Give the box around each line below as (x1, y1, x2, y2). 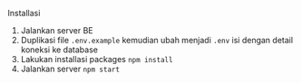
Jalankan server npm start (20, 63, 121, 74)
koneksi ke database (20, 44, 98, 55)
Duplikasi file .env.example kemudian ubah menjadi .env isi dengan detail (20, 35, 294, 45)
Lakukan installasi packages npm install (20, 54, 173, 64)
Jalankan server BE (20, 25, 93, 35)
